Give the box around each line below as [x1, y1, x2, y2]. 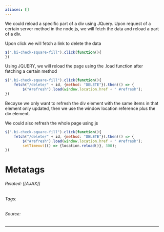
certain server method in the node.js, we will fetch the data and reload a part [5, 25, 159, 32]
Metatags [5, 164, 45, 175]
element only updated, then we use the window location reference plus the [5, 105, 156, 111]
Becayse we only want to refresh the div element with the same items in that [5, 100, 159, 106]
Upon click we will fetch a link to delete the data [5, 40, 102, 46]
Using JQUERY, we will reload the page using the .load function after [5, 63, 143, 69]
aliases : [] [5, 7, 29, 12]
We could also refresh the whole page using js [5, 120, 99, 126]
